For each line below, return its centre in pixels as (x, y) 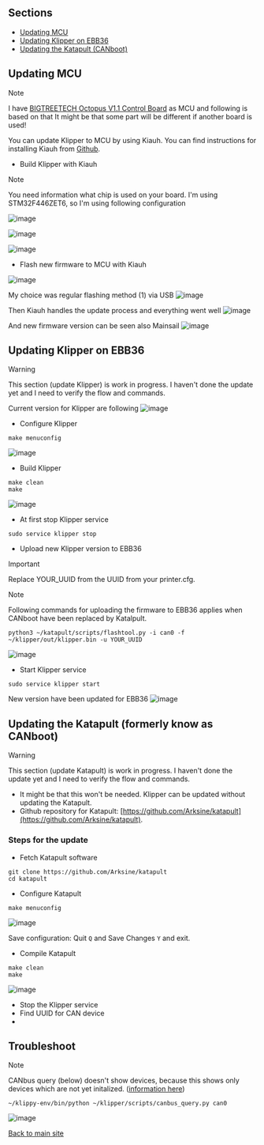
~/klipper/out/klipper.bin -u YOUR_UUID (76, 640)
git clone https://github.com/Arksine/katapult (88, 872)
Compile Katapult (48, 953)
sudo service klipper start (54, 684)
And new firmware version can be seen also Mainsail (94, 325)
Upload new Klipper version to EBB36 (80, 549)
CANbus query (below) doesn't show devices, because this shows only (124, 1081)
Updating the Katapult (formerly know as (111, 724)
